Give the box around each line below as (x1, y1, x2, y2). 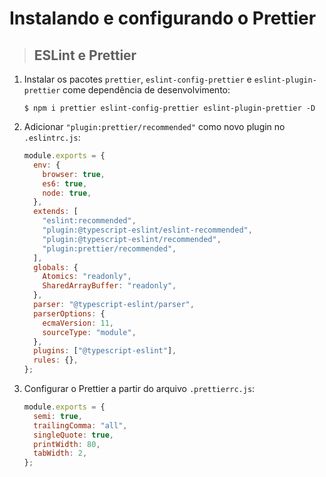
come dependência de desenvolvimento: (62, 84, 231, 96)
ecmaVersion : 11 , (42, 318, 115, 328)
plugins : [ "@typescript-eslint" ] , (33, 346, 177, 356)
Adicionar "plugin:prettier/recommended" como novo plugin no (23, 121, 286, 132)
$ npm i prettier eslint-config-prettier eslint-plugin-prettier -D (23, 103, 316, 113)
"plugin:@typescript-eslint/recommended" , (42, 234, 222, 244)
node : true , (42, 188, 92, 198)
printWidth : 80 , (33, 439, 101, 449)
